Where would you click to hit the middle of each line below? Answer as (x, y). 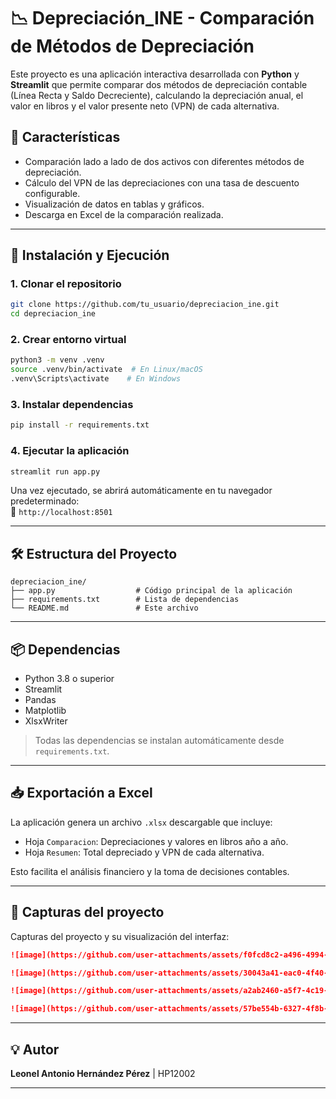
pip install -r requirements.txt (80, 425)
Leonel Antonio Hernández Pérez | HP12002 (103, 1074)
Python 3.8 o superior (69, 679)
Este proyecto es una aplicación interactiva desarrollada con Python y (155, 74)
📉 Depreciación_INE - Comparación (162, 18)
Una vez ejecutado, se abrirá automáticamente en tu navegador (141, 491)
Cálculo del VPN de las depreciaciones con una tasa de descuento (162, 182)
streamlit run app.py (55, 471)
